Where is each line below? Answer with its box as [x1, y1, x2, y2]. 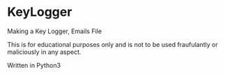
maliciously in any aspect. [7, 48, 82, 56]
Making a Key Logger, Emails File [7, 27, 102, 35]
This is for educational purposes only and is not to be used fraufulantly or [7, 40, 218, 48]
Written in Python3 [7, 61, 61, 69]
